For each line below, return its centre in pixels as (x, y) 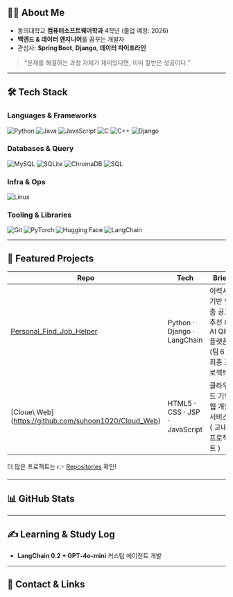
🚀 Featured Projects (51, 258)
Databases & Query (41, 149)
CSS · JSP (184, 412)
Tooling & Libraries (39, 215)
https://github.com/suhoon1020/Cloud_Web (86, 421)
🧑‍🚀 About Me (36, 13)
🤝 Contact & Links (46, 584)
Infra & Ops (27, 181)
